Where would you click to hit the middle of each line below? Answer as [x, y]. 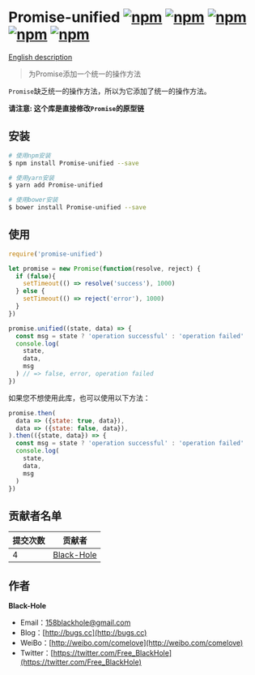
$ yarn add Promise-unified [56, 185]
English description [40, 57]
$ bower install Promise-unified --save [78, 208]
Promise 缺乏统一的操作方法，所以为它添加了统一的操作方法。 [110, 91]
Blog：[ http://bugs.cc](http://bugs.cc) [83, 633]
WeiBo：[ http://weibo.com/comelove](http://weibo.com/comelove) [132, 643]
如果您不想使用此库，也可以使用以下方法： [79, 398]
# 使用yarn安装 [32, 178]
